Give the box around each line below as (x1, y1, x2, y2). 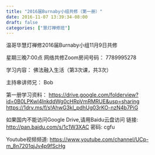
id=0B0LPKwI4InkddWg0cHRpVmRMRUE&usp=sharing (6, 98, 140, 105)
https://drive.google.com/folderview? (48, 91, 139, 98)
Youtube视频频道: (6, 136, 49, 143)
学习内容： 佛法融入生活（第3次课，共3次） (6, 67, 112, 74)
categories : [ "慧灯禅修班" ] (6, 25, 70, 31)
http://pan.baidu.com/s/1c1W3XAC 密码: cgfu (6, 123, 115, 130)
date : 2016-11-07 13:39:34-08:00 (6, 14, 88, 20)
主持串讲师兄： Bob (6, 79, 54, 86)
